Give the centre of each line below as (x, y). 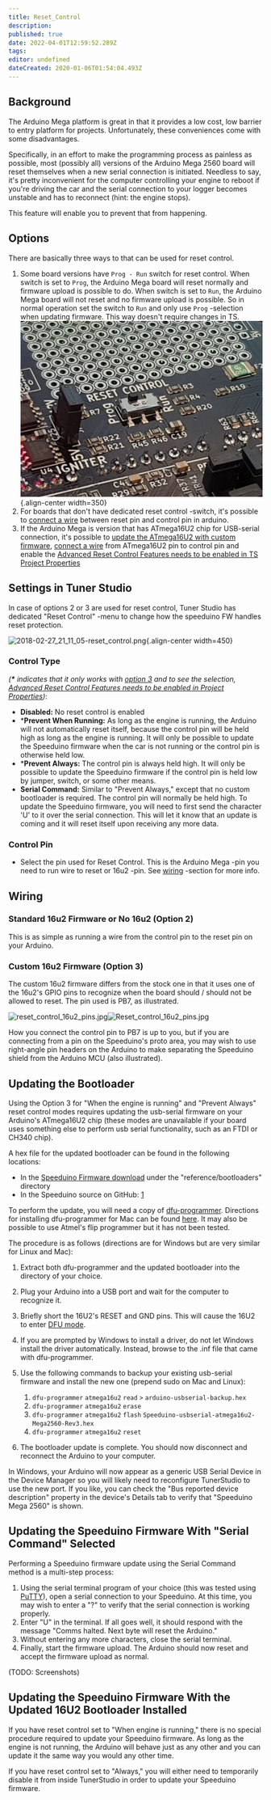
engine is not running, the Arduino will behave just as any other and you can (134, 1747)
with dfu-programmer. (57, 1357)
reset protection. (36, 625)
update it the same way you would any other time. (91, 1756)
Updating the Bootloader (71, 1084)
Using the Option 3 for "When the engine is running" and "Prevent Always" (132, 1103)
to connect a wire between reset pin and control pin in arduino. (124, 520)
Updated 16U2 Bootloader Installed (98, 1710)
